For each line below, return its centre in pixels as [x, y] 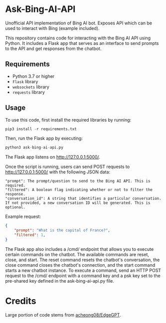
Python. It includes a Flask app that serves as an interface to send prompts [82, 43]
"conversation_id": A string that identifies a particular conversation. [83, 199]
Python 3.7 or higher [33, 76]
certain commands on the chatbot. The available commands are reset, [77, 254]
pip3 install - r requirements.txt [41, 129]
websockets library [31, 87]
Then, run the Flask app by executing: [44, 139]
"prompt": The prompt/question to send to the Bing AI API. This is [78, 181]
